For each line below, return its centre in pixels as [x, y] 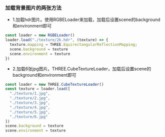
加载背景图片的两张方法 [33, 7]
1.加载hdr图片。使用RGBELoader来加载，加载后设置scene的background [86, 20]
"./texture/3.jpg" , [30, 103]
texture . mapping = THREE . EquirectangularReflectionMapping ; [73, 45]
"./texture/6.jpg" [29, 117]
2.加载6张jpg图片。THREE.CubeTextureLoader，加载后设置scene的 [82, 69]
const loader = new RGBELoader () [40, 35]
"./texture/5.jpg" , [30, 112]
